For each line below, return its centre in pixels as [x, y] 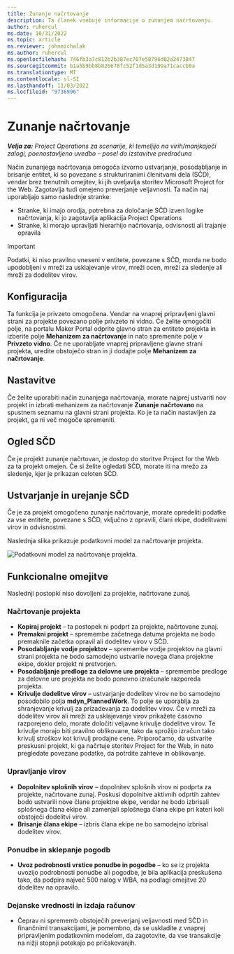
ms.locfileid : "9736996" [43, 92]
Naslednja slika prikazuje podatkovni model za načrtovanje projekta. [105, 541]
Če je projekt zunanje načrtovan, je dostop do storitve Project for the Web [113, 458]
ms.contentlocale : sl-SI [43, 79]
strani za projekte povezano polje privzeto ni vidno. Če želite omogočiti [109, 321]
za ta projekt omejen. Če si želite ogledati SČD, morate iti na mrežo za [108, 466]
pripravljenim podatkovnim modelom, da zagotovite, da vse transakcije [119, 936]
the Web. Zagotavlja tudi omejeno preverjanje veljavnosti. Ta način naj [108, 189]
